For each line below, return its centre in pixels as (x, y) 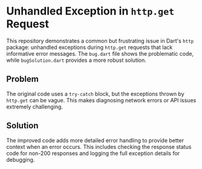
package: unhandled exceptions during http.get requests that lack (90, 47)
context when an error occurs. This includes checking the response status (99, 147)
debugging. (21, 159)
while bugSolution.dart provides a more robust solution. (77, 60)
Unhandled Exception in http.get (90, 11)
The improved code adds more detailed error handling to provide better (95, 140)
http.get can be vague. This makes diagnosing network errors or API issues (101, 100)
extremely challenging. (35, 107)
